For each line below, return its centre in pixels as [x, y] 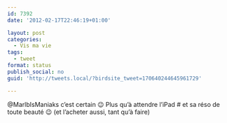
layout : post [26, 33]
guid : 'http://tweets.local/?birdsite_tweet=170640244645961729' [104, 78]
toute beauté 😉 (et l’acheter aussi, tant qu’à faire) [79, 112]
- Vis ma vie [33, 46]
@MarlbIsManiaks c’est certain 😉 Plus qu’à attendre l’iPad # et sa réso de [114, 104]
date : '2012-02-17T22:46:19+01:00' [59, 20]
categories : [25, 39]
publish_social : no [36, 72]
